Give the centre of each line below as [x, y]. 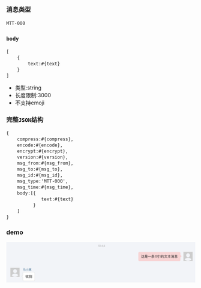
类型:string [28, 88]
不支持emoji [30, 103]
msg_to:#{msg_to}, [40, 169]
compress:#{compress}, [45, 139]
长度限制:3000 [33, 95]
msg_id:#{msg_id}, [40, 175]
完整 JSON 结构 [25, 119]
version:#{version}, [43, 157]
